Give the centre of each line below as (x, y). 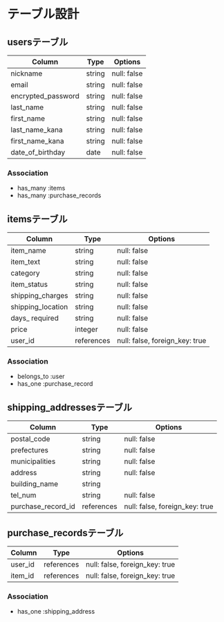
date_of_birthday (38, 152)
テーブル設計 (43, 14)
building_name (35, 484)
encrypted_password (45, 96)
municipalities (33, 461)
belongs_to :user (41, 376)
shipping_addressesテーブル (70, 407)
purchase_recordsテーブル (65, 533)
